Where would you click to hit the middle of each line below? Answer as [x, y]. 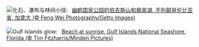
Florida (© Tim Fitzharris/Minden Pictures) [60, 38]
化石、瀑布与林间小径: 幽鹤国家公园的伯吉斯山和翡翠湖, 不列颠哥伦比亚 [103, 10]
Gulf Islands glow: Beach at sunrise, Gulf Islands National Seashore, [99, 31]
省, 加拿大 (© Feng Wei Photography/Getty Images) [71, 17]
